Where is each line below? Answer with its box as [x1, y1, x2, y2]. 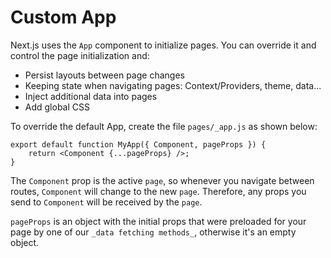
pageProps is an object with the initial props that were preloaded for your [10, 215, 307, 227]
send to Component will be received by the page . [10, 196, 203, 208]
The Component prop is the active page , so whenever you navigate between [10, 174, 315, 186]
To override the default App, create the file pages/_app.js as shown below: [10, 120, 318, 132]
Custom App [10, 6, 117, 29]
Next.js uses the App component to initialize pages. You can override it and [10, 39, 317, 51]
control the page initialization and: [10, 49, 150, 61]
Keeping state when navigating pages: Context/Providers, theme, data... [24, 79, 322, 91]
